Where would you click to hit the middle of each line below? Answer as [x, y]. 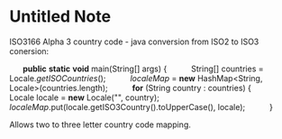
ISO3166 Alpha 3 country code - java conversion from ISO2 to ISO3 [134, 42]
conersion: [29, 51]
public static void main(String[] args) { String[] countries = [143, 69]
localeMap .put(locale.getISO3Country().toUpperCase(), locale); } [141, 107]
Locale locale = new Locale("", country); [85, 97]
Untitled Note [60, 17]
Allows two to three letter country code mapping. [100, 125]
